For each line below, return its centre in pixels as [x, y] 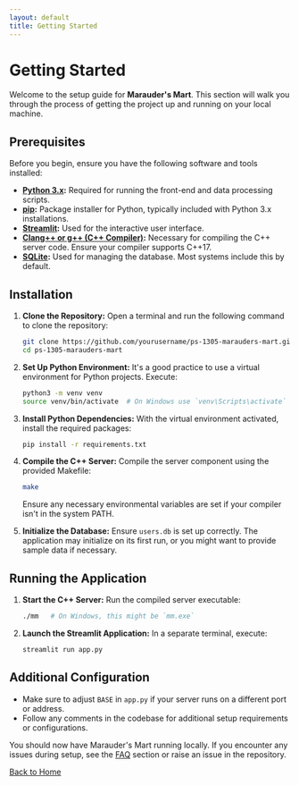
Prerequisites [47, 142]
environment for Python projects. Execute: [100, 376]
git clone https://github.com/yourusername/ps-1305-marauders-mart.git [158, 342]
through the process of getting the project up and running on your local [140, 105]
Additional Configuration [79, 677]
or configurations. [55, 727]
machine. [26, 114]
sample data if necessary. [70, 550]
